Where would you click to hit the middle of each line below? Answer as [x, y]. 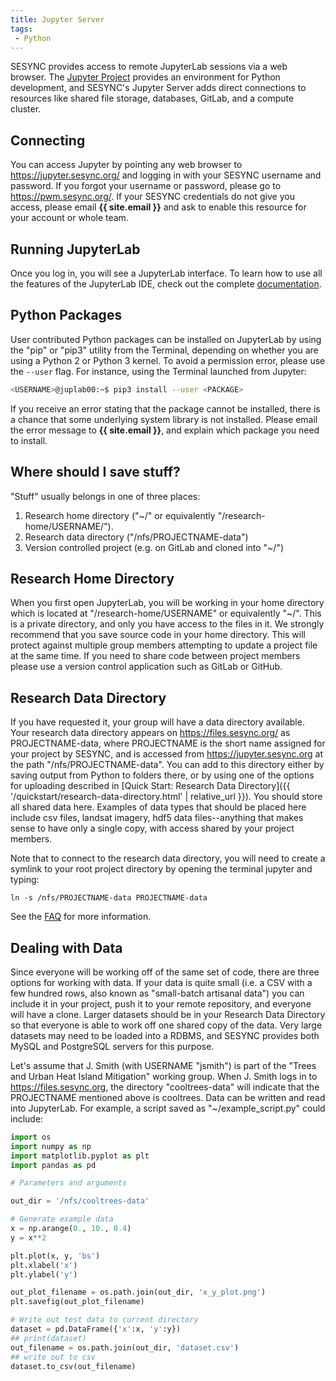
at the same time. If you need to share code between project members [155, 656]
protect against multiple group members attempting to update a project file [164, 645]
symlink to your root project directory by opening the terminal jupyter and [161, 869]
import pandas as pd [53, 1165]
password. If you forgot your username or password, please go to [146, 186]
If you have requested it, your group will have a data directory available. [157, 722]
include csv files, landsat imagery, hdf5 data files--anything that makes [157, 818]
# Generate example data [62, 1219]
